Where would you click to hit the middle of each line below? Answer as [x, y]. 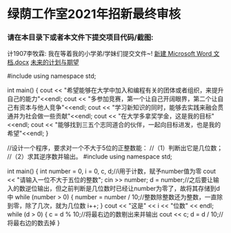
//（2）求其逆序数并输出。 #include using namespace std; [90, 156]
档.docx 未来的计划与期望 [43, 62]
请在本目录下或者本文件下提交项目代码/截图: [80, 37]
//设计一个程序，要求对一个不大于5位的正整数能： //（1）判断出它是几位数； [115, 148]
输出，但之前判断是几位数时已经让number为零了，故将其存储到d [129, 189]
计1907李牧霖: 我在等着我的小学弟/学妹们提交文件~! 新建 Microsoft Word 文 [113, 54]
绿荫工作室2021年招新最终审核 [94, 14]
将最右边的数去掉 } [33, 223]
